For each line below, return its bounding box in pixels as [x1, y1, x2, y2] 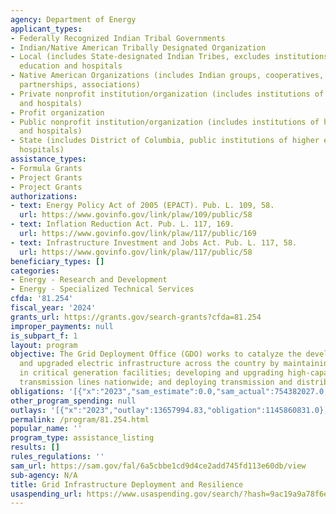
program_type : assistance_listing [10, 433, 155, 443]
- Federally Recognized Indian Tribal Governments [10, 33, 226, 43]
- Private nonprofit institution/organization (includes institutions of [10, 89, 325, 99]
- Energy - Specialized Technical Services [10, 284, 195, 295]
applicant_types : [10, 24, 83, 34]
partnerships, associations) [19, 80, 141, 90]
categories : [10, 266, 60, 276]
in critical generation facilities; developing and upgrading [19, 368, 284, 378]
